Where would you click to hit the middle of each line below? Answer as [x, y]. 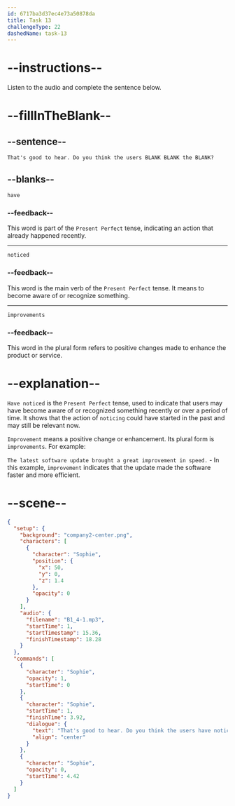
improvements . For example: [47, 446]
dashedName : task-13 [37, 33]
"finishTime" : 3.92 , [56, 718]
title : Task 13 [29, 20]
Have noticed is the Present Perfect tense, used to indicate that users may [115, 403]
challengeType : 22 [34, 27]
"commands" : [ [34, 659]
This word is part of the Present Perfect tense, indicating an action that [110, 228]
